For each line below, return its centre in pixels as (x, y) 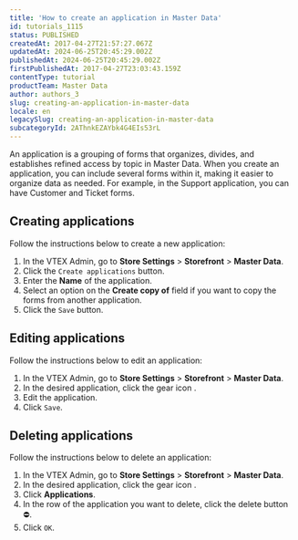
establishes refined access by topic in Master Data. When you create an (144, 164)
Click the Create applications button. (93, 271)
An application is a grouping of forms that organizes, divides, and (132, 154)
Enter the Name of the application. (87, 280)
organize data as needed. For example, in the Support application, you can (149, 183)
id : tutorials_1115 (46, 26)
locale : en (30, 111)
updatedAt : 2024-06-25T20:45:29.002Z (81, 52)
